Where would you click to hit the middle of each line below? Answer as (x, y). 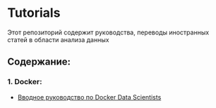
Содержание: (39, 62)
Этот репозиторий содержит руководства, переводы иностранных (108, 32)
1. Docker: (25, 82)
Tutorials (34, 13)
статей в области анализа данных (58, 39)
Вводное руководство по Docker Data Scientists (89, 97)
